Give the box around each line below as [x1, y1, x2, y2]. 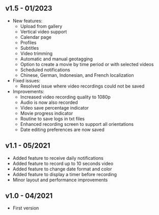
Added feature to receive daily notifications [12, 155, 103, 161]
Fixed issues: [12, 77, 41, 83]
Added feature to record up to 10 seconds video [12, 160, 114, 166]
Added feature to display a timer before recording [12, 171, 117, 177]
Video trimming [20, 50, 52, 56]
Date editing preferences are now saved [20, 126, 104, 133]
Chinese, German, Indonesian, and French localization [20, 72, 134, 78]
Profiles [20, 39, 37, 46]
